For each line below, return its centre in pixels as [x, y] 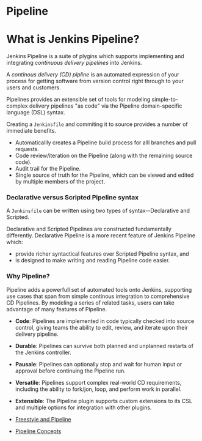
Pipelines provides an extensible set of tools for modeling [78, 100]
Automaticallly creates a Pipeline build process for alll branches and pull [106, 143]
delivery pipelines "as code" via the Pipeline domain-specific [106, 106]
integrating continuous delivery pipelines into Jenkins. [74, 63]
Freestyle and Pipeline [43, 419]
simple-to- [165, 100]
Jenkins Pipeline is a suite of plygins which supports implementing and [95, 56]
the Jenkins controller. [43, 352]
